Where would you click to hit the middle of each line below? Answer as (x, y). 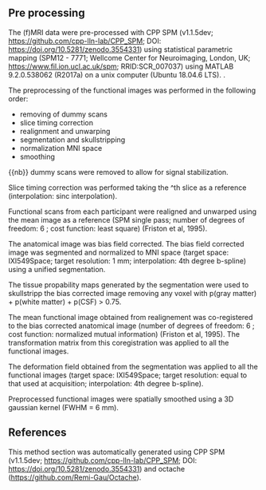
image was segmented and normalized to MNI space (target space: (119, 252)
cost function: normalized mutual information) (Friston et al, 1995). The (124, 334)
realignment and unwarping (65, 131)
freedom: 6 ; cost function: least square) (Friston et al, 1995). (108, 228)
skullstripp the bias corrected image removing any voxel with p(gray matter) (133, 293)
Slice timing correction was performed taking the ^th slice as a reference (127, 188)
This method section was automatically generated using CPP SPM (117, 452)
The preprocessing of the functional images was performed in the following (132, 90)
